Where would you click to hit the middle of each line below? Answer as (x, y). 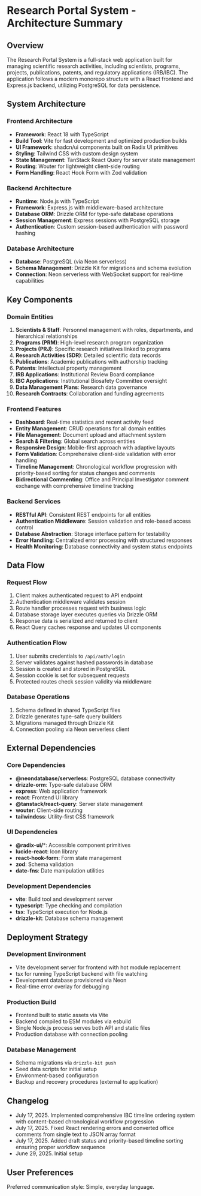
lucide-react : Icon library (47, 851)
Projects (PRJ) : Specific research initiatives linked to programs (93, 349)
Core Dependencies (36, 765)
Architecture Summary (65, 23)
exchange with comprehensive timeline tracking (74, 486)
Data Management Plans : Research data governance (81, 387)
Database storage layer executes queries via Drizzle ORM (86, 615)
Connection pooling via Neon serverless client (72, 729)
